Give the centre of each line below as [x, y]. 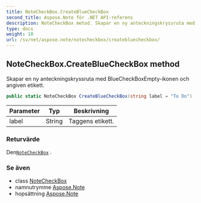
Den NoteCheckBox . [29, 152]
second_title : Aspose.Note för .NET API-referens [70, 17]
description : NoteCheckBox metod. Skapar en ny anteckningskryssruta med [101, 23]
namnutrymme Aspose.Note [50, 187]
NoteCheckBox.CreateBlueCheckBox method [93, 64]
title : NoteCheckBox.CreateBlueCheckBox [58, 12]
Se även [18, 167]
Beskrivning [91, 111]
